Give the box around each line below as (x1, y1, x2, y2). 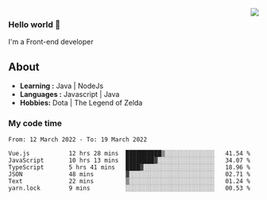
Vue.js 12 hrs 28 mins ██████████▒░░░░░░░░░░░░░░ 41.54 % (8, 150, 250, 158)
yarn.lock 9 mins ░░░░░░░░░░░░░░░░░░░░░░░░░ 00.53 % (8, 184, 250, 193)
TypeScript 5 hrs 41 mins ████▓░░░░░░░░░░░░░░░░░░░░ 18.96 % (8, 163, 250, 171)
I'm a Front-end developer (8, 37, 94, 47)
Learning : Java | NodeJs (19, 81, 104, 90)
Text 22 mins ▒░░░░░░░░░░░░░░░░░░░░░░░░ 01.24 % (8, 178, 250, 186)
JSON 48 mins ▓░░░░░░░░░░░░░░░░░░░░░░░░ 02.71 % (8, 171, 250, 179)
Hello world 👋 (8, 19, 61, 30)
